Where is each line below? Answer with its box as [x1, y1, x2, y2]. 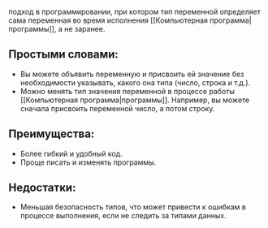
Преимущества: [8, 127, 95, 141]
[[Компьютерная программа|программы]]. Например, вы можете [19, 95, 250, 105]
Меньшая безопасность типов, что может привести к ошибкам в [19, 202, 246, 212]
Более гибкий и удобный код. [19, 148, 123, 158]
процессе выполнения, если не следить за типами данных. [19, 211, 227, 221]
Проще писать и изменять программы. [19, 157, 157, 167]
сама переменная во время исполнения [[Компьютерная [8, 15, 209, 25]
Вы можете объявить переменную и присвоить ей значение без [19, 69, 244, 79]
